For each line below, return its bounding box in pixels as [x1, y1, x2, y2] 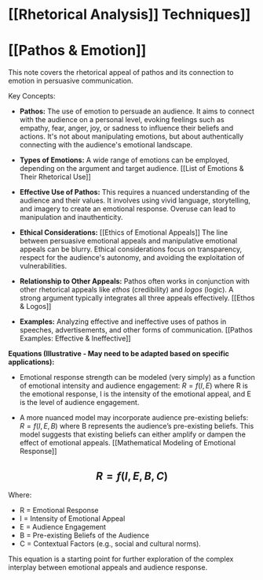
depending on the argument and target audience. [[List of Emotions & [19, 164, 244, 173]
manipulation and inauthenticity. [19, 213, 123, 222]
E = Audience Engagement [19, 522, 106, 531]
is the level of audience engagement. [19, 398, 140, 407]
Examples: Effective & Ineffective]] [19, 333, 131, 344]
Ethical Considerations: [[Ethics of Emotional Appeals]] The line [19, 228, 228, 237]
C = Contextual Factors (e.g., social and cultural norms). [19, 538, 202, 548]
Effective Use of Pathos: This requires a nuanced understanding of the [19, 188, 250, 197]
